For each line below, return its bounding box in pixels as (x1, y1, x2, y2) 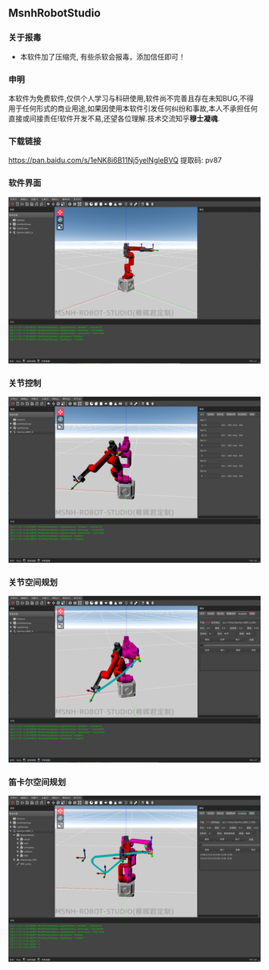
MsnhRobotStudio (8, 6, 102, 20)
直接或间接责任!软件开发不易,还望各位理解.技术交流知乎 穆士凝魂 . (8, 113, 220, 123)
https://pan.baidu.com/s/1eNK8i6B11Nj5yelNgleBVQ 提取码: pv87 (8, 156, 223, 165)
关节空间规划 (8, 577, 58, 588)
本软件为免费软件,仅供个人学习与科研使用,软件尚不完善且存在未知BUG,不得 (8, 93, 255, 103)
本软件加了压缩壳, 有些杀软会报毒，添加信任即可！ (19, 51, 186, 61)
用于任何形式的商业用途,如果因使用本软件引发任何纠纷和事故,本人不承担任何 (8, 104, 259, 113)
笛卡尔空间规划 (8, 776, 66, 788)
